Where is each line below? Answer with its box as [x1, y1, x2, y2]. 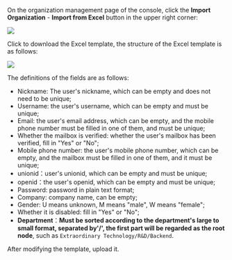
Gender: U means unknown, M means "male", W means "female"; [17, 201, 205, 209]
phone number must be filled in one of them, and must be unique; [17, 124, 206, 132]
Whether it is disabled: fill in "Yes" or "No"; [17, 208, 140, 216]
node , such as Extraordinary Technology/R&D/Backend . [17, 231, 174, 239]
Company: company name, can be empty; [17, 193, 138, 201]
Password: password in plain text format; [17, 186, 135, 194]
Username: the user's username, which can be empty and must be [17, 102, 208, 110]
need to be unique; [17, 95, 72, 103]
